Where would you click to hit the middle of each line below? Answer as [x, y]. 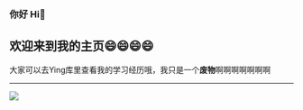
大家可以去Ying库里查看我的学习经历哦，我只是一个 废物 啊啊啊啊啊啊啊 [140, 69]
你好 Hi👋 [28, 14]
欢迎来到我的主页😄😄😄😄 [82, 46]
